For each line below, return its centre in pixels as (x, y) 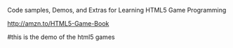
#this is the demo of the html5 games (61, 37)
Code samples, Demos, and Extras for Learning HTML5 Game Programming (117, 10)
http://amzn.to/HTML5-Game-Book (58, 23)
